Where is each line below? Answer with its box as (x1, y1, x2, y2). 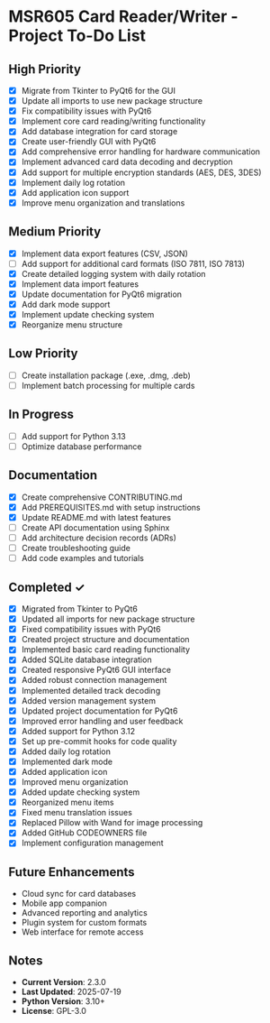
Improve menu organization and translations (21, 197, 185, 208)
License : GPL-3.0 (21, 1006, 87, 1017)
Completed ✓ (8, 579, 85, 594)
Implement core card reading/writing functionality (21, 115, 206, 127)
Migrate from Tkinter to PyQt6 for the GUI (21, 86, 176, 96)
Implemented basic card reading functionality (21, 644, 191, 655)
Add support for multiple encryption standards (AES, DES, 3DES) (21, 167, 262, 178)
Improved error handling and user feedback (21, 715, 184, 726)
